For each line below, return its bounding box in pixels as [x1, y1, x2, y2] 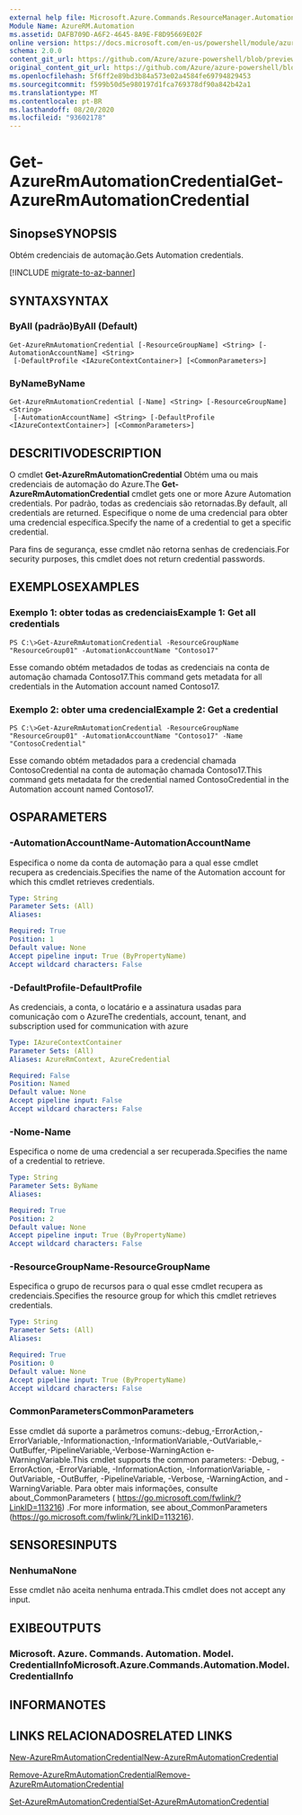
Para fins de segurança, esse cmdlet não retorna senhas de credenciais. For [9, 544, 290, 554]
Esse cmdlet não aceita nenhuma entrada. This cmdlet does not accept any [9, 1585, 286, 1596]
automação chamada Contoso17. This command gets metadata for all [9, 671, 262, 682]
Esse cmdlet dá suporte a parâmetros [9, 1425, 148, 1436]
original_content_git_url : [9, 64, 111, 73]
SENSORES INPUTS [9, 1537, 118, 1553]
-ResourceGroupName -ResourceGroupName [9, 1261, 211, 1273]
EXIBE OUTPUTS [9, 1620, 102, 1635]
